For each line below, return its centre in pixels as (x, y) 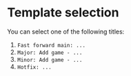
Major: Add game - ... (50, 53)
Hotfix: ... (34, 67)
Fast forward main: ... (51, 45)
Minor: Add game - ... (50, 60)
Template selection (63, 13)
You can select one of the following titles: (66, 31)
